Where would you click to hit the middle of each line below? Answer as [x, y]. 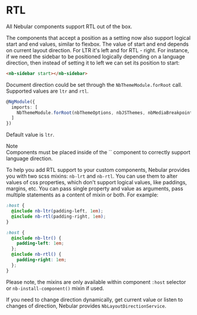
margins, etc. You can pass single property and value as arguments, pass [95, 189]
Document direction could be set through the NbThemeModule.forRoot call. [94, 84]
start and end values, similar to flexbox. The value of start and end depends [97, 44]
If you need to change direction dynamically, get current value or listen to [95, 299]
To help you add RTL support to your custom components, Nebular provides [98, 170]
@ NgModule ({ [21, 101]
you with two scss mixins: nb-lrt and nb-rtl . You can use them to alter [92, 176]
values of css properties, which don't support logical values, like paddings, [96, 182]
